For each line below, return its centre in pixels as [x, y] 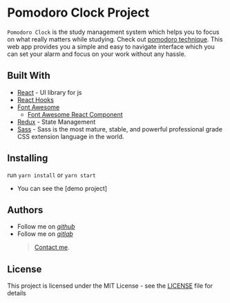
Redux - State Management [56, 122]
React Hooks [35, 100]
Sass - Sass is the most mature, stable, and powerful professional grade [120, 129]
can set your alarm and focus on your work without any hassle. [97, 54]
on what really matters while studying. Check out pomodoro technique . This [115, 39]
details [17, 293]
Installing [28, 158]
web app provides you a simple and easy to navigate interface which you [111, 46]
